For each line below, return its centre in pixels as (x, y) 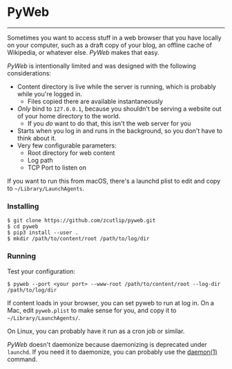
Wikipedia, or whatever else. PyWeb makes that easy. (83, 52)
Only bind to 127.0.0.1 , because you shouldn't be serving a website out (119, 109)
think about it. (37, 138)
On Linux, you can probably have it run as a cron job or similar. (96, 331)
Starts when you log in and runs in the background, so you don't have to (120, 130)
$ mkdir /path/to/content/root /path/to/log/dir (78, 239)
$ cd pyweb (23, 227)
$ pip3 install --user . (43, 233)
